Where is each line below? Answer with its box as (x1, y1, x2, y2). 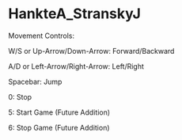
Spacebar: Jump (8, 77, 63, 86)
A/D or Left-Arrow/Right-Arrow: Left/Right (8, 61, 145, 71)
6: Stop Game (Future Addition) (8, 123, 110, 132)
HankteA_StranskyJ (8, 5, 141, 23)
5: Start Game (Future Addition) (8, 108, 111, 117)
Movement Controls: (8, 31, 75, 40)
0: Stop (8, 92, 32, 101)
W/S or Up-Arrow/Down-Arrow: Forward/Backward (8, 46, 175, 55)
